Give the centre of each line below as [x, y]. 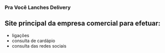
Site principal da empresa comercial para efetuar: [82, 24]
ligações [20, 35]
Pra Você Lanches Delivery [38, 7]
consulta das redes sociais [39, 46]
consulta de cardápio [33, 41]
